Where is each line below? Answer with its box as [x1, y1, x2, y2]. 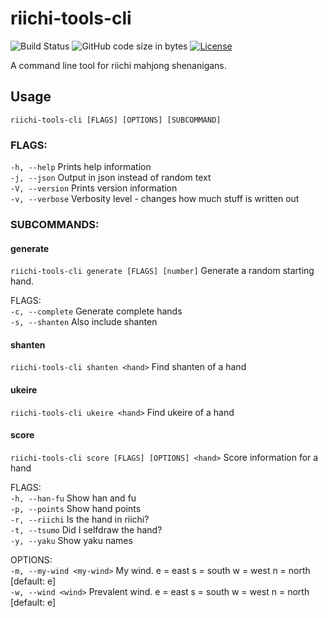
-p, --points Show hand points [10, 502, 142, 514]
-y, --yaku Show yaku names [10, 534, 133, 546]
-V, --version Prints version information [10, 182, 178, 194]
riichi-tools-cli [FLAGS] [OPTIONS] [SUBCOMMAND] [10, 115, 222, 125]
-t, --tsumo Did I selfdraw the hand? [10, 523, 163, 536]
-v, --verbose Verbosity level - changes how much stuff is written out [10, 193, 300, 205]
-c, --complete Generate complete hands [10, 305, 183, 317]
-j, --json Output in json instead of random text [10, 172, 212, 184]
